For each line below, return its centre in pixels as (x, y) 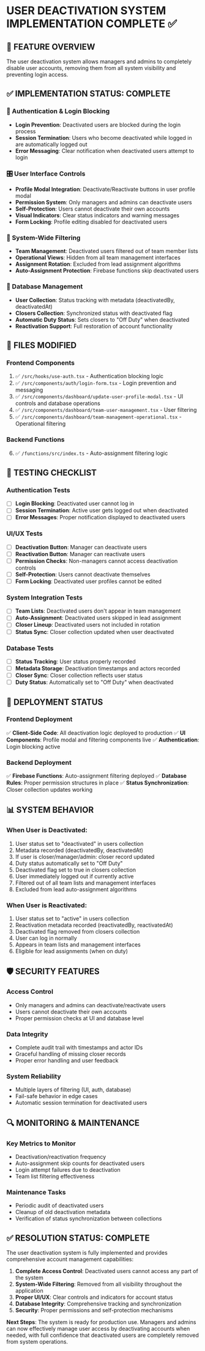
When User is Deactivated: (47, 830)
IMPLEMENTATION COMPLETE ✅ (92, 24)
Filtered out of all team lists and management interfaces (85, 883)
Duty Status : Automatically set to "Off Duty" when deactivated (94, 683)
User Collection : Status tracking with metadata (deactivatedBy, (95, 300)
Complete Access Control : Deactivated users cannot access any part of (107, 1271)
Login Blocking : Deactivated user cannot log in (75, 503)
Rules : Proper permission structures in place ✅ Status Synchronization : (98, 783)
